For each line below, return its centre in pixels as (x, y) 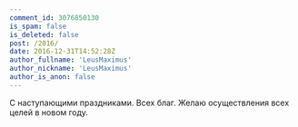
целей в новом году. (49, 112)
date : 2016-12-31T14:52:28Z (63, 52)
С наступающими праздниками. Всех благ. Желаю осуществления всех (149, 103)
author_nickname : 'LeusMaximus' (70, 69)
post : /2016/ (34, 43)
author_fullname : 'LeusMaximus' (70, 60)
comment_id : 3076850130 (55, 18)
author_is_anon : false (52, 77)
